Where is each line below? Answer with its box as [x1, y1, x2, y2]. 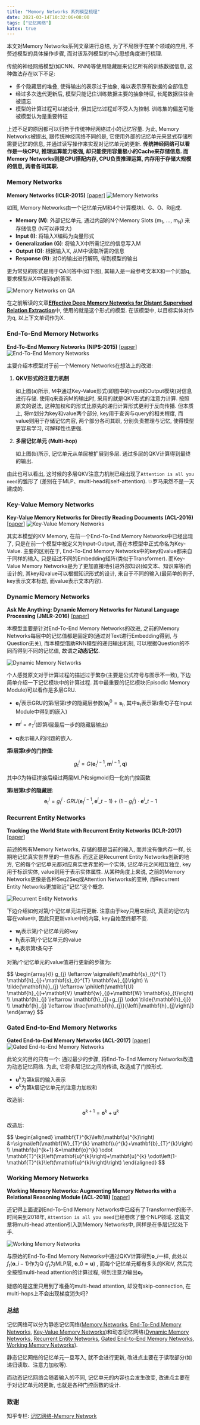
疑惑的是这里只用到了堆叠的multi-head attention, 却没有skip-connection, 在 [7, 1282, 191, 1289]
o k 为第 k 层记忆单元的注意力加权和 [15, 1082, 98, 1091]
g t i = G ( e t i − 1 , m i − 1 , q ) [74, 759, 127, 769]
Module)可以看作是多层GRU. [7, 686, 76, 693]
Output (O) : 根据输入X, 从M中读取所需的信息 [15, 247, 124, 254]
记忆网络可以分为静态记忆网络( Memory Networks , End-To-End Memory [7, 1321, 182, 1328]
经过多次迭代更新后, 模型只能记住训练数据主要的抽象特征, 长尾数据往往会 [15, 90, 194, 97]
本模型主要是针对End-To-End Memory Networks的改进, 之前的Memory [7, 625, 180, 632]
